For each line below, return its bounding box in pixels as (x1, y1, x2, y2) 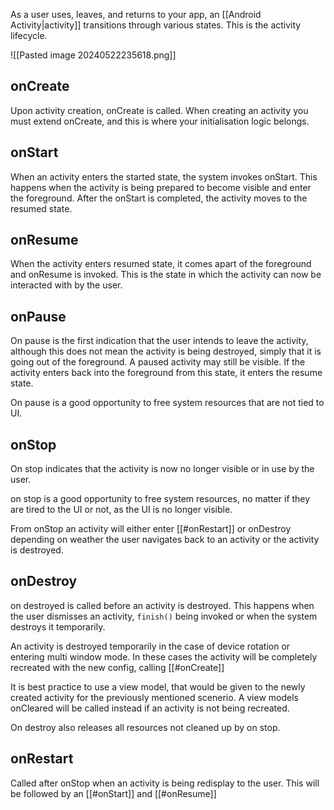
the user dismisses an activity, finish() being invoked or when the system (10, 610, 318, 622)
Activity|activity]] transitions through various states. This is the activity (10, 19, 302, 31)
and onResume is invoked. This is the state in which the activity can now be (10, 269, 322, 281)
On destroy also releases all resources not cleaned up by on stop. (10, 721, 281, 733)
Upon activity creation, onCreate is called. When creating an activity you (10, 104, 309, 116)
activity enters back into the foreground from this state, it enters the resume (10, 367, 323, 379)
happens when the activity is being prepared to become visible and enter (10, 181, 312, 193)
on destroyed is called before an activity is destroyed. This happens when (10, 599, 315, 611)
